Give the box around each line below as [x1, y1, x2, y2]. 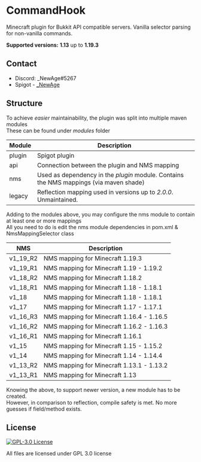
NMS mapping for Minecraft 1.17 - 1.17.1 [43, 303, 163, 311]
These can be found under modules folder [6, 127, 111, 134]
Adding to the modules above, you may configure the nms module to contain [6, 211, 195, 218]
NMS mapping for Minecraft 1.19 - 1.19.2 [43, 264, 163, 272]
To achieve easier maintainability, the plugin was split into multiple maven [6, 114, 187, 121]
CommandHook [6, 4, 86, 17]
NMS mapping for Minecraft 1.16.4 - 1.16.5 [43, 312, 168, 321]
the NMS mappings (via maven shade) [36, 178, 145, 186]
